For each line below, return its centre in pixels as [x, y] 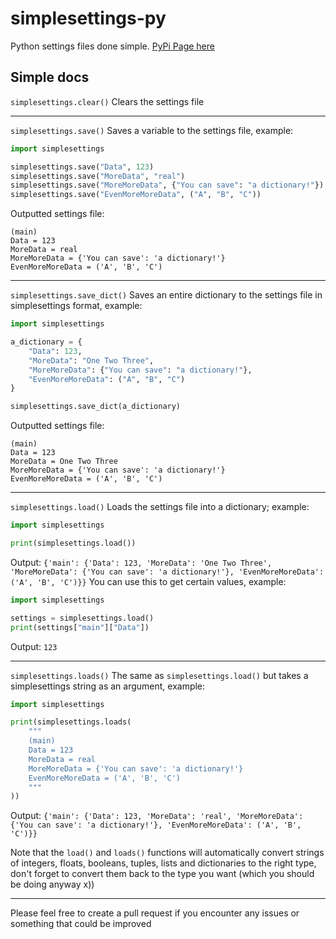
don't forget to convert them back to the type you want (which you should [162, 874]
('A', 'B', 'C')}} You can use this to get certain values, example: [148, 581]
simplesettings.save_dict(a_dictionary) [96, 407]
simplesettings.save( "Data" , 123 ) [82, 167]
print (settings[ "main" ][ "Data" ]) [80, 627]
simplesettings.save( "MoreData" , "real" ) [98, 176]
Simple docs [50, 77]
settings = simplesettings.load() [82, 618]
